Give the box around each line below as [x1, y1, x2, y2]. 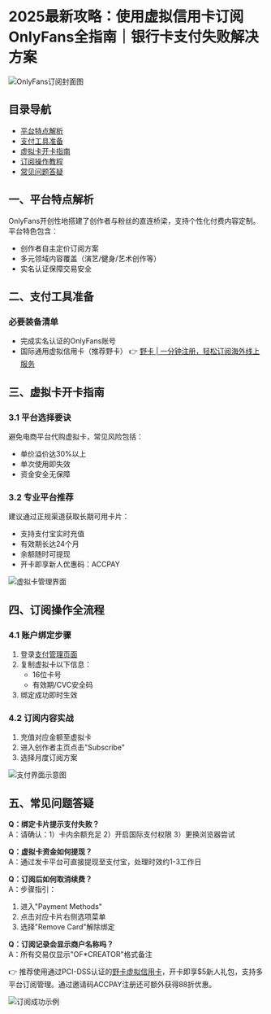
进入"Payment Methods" [19, 902, 103, 911]
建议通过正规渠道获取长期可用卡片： [8, 512, 130, 522]
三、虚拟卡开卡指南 [8, 385, 105, 399]
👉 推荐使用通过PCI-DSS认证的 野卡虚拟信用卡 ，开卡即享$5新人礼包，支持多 [8, 967, 264, 977]
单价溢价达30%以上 [19, 448, 87, 458]
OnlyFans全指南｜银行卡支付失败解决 [8, 28, 260, 46]
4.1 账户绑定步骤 [8, 629, 71, 640]
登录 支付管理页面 [19, 649, 78, 659]
